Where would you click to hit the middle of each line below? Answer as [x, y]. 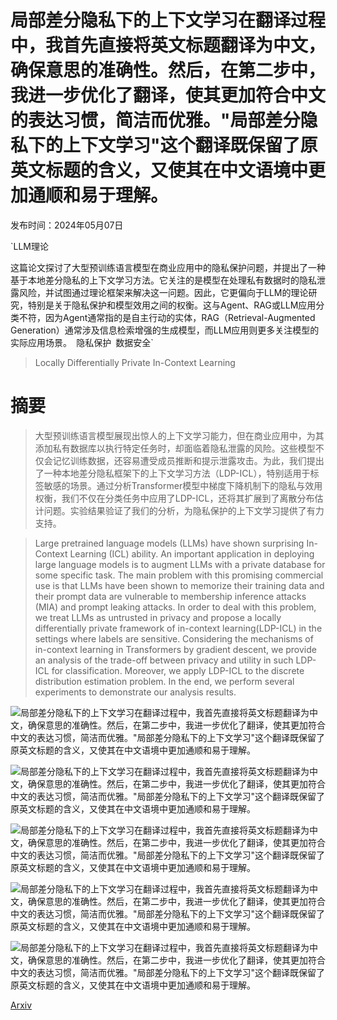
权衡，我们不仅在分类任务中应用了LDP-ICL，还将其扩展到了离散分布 [174, 498]
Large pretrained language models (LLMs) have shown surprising [169, 543]
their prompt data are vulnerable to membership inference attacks [170, 596]
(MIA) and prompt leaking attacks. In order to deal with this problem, [175, 607]
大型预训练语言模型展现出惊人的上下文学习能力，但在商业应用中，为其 [179, 435]
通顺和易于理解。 [98, 195]
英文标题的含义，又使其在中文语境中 [159, 170]
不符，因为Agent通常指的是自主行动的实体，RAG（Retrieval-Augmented [167, 317]
